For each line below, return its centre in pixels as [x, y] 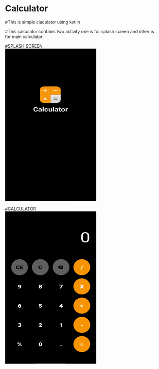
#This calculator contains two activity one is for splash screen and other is [79, 31]
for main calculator [24, 37]
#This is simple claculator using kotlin [43, 22]
